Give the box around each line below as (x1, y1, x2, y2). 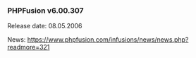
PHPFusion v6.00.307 (7, 6, 84, 16)
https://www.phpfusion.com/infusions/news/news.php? (27, 35, 189, 44)
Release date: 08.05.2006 (7, 22, 82, 30)
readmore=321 (7, 43, 50, 52)
